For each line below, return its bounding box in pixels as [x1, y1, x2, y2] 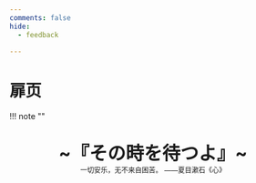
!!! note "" [9, 111, 46, 122]
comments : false [9, 13, 71, 23]
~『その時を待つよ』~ [58, 142, 248, 165]
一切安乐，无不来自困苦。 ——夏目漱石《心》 [80, 166, 226, 176]
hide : [9, 22, 30, 31]
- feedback [17, 30, 59, 39]
